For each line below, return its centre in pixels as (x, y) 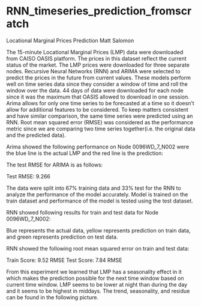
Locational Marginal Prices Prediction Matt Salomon (70, 40)
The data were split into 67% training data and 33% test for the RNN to (94, 188)
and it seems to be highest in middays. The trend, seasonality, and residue (98, 291)
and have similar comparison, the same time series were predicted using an (100, 116)
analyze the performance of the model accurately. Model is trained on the (97, 194)
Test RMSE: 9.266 (28, 176)
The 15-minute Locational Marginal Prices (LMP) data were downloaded (95, 52)
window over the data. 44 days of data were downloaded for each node (95, 90)
